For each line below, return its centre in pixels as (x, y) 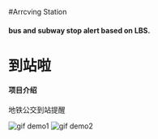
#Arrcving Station (38, 12)
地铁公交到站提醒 (37, 110)
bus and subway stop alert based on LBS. (79, 30)
